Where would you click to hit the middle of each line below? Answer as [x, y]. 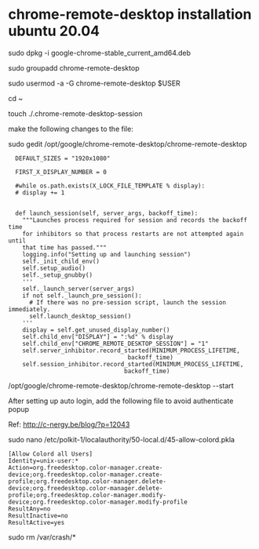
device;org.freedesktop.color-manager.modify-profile [98, 502]
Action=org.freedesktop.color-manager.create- [86, 467]
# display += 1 [40, 193]
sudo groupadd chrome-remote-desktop [74, 67]
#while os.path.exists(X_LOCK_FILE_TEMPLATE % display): [110, 186]
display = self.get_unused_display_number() [96, 330]
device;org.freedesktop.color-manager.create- [86, 474]
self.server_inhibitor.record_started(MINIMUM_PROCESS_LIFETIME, [131, 351]
